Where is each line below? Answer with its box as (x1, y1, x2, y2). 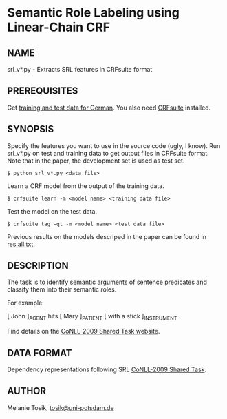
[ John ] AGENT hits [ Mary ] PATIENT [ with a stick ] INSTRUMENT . (7, 312, 181, 322)
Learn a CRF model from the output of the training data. (7, 181, 165, 190)
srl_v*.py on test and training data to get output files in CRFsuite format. (7, 149, 210, 157)
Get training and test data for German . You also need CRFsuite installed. (7, 103, 211, 112)
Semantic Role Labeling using (7, 5, 180, 21)
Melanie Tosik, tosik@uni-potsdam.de (7, 403, 115, 411)
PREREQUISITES (7, 85, 78, 97)
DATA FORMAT (7, 347, 72, 359)
